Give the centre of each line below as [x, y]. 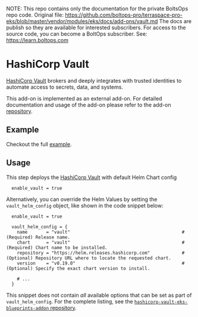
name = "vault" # [101, 232]
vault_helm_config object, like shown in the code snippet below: [85, 205]
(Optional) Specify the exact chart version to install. [78, 268]
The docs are [175, 21]
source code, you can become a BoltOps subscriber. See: [77, 34]
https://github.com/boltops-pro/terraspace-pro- [124, 15]
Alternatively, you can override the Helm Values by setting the [82, 199]
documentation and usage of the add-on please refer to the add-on [89, 105]
